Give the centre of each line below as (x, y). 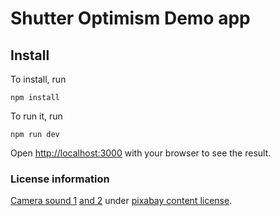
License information (60, 179)
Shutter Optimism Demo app (130, 18)
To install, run (38, 79)
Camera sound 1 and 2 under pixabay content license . (121, 201)
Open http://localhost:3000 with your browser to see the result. (141, 153)
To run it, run (36, 116)
